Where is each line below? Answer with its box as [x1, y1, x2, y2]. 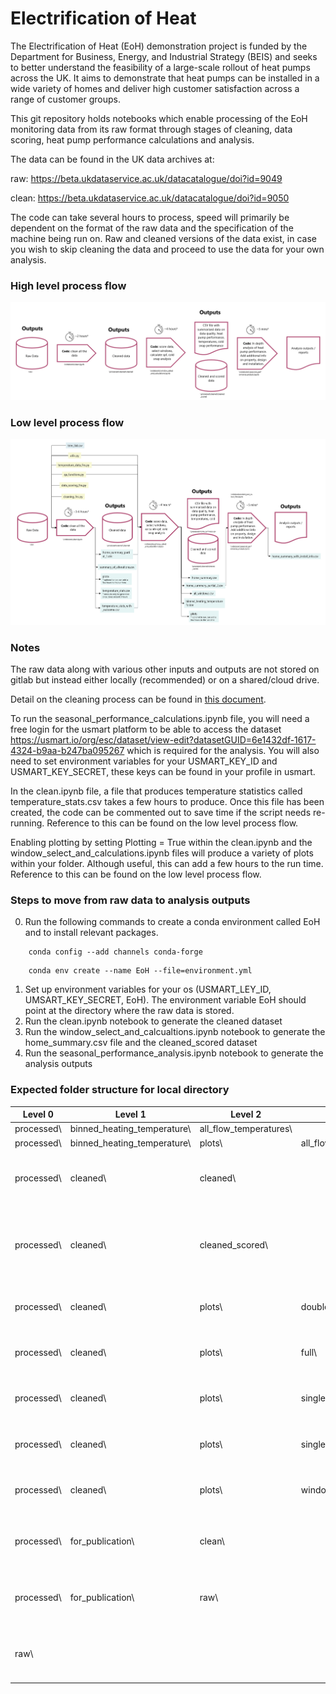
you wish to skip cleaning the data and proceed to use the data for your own [10, 243, 325, 255]
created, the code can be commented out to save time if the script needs [10, 806, 312, 818]
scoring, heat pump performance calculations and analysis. [10, 133, 255, 146]
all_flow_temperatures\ [199, 1123, 293, 1135]
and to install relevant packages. [24, 927, 159, 939]
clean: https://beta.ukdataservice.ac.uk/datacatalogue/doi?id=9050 [10, 192, 290, 204]
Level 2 [230, 1108, 262, 1120]
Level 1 [114, 1108, 147, 1120]
